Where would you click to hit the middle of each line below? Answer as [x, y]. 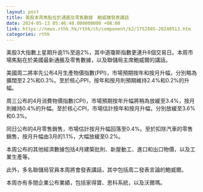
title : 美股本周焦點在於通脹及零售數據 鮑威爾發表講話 [68, 18]
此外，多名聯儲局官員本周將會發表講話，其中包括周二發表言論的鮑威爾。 [96, 170]
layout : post [23, 12]
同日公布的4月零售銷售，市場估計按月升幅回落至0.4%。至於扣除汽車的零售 [100, 129]
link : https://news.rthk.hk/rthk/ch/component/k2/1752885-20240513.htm [98, 29]
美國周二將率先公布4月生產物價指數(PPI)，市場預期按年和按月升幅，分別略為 [101, 73]
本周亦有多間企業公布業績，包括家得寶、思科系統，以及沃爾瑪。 [86, 183]
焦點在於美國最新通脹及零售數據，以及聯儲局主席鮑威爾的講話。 [91, 60]
